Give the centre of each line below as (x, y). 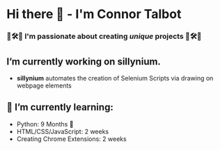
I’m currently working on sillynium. (84, 61)
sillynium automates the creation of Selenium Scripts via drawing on (115, 78)
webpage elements (44, 85)
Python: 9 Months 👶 (45, 124)
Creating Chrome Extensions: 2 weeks (71, 139)
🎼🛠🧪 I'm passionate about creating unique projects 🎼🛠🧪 (104, 36)
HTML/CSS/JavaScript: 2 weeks (63, 131)
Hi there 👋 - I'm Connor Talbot (94, 14)
